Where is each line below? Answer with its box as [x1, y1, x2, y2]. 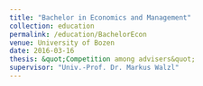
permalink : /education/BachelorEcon [9, 30, 147, 39]
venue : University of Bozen [9, 38, 115, 47]
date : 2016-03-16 [9, 47, 75, 56]
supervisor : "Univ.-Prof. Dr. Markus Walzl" [9, 64, 180, 73]
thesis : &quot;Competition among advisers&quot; [9, 55, 196, 64]
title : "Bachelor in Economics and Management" [9, 13, 192, 22]
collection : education [9, 21, 95, 30]
